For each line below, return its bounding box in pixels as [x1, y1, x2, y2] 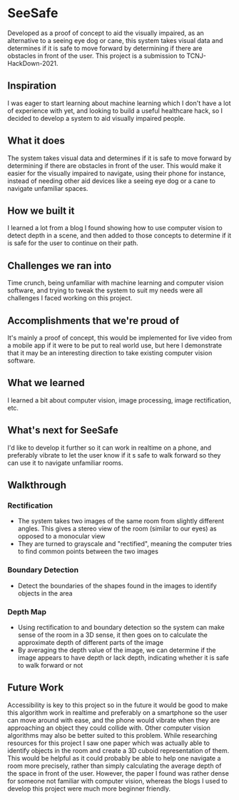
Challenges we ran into [7, 260, 112, 272]
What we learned [7, 377, 85, 389]
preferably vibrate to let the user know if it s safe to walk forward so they [7, 450, 221, 459]
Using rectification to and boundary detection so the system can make [17, 623, 225, 631]
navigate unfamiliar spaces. [7, 184, 88, 192]
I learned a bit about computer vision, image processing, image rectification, [7, 395, 232, 405]
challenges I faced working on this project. [7, 294, 133, 302]
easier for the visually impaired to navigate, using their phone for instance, [7, 169, 226, 177]
